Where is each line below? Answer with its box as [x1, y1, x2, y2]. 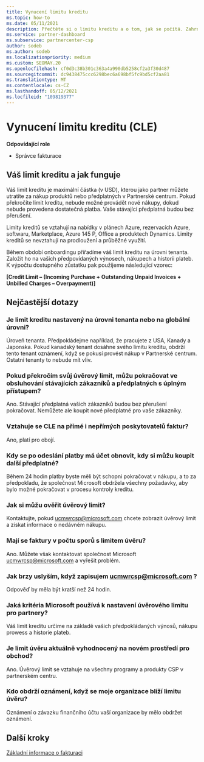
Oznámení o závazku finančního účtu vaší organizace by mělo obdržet [6, 708, 182, 716]
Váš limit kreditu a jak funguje [6, 170, 121, 180]
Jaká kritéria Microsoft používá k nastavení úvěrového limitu [6, 601, 189, 609]
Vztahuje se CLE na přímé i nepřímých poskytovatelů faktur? [6, 422, 189, 431]
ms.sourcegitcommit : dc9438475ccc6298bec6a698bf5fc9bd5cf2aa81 [6, 71, 170, 77]
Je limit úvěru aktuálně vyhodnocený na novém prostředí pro [6, 644, 190, 652]
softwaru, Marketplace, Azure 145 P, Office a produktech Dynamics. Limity [6, 230, 193, 238]
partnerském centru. [6, 672, 58, 679]
